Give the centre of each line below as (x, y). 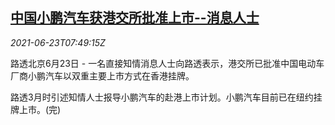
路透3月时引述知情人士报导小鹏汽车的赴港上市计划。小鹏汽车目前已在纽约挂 (166, 97)
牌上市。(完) (36, 109)
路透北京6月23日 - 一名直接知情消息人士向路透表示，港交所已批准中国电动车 (167, 63)
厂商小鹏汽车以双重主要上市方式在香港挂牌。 (102, 75)
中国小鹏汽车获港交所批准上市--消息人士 (135, 18)
